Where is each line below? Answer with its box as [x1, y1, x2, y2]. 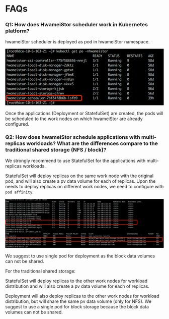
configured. [5, 121, 29, 127]
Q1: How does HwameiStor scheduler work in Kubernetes [5, 21, 148, 28]
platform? [5, 27, 30, 34]
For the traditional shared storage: [5, 268, 76, 274]
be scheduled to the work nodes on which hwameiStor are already [5, 116, 143, 122]
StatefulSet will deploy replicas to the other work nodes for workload [5, 278, 147, 284]
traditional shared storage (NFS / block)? [5, 146, 107, 153]
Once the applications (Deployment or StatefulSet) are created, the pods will [5, 111, 163, 117]
